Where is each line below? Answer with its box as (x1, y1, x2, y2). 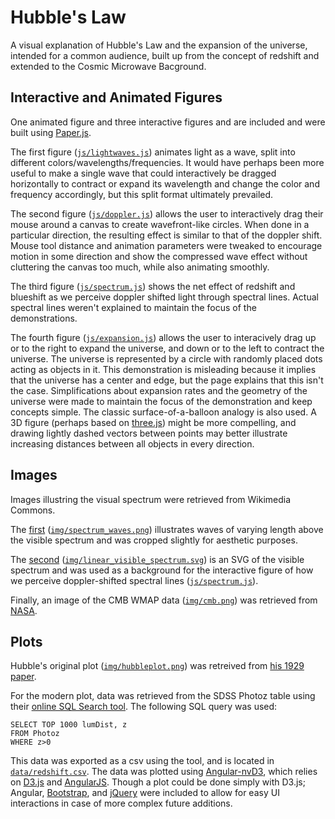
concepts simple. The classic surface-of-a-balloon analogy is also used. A (10, 406, 317, 418)
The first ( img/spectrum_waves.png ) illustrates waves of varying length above (10, 523, 324, 535)
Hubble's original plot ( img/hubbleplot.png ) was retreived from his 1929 (10, 660, 305, 672)
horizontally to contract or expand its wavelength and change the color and (10, 177, 320, 190)
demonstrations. (10, 312, 78, 324)
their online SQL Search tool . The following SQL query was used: (10, 701, 278, 713)
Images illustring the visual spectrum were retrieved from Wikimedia (10, 493, 292, 505)
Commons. (10, 504, 56, 516)
